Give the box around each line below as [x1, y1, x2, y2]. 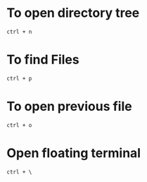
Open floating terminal [6, 145, 141, 161]
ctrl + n [6, 28, 32, 35]
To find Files [6, 51, 79, 68]
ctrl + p [6, 75, 32, 82]
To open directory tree [6, 5, 140, 21]
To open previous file [6, 99, 132, 114]
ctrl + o [6, 121, 32, 128]
